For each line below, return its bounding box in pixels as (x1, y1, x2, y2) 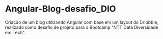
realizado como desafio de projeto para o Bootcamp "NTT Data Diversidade (5, 24, 159, 30)
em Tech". (5, 29, 26, 35)
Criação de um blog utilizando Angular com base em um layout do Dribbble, (5, 19, 159, 25)
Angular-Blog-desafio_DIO (5, 3, 116, 14)
